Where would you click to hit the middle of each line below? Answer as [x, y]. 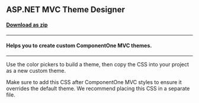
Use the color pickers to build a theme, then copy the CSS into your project [98, 64]
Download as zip [27, 25]
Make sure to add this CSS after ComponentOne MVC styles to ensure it [94, 82]
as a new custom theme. [36, 70]
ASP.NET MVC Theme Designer [66, 10]
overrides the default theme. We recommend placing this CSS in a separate [98, 88]
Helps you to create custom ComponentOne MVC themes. [79, 46]
